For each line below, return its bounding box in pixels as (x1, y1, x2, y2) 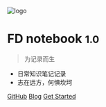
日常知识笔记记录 (17, 69, 67, 78)
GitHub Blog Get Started (7, 92, 76, 100)
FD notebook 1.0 (7, 31, 100, 47)
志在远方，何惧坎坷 (17, 78, 73, 86)
